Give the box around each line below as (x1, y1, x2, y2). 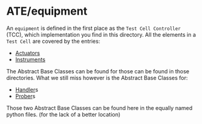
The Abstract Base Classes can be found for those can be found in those (6, 67, 190, 75)
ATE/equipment (6, 4, 87, 18)
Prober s (15, 92, 35, 100)
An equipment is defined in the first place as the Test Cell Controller (6, 24, 181, 32)
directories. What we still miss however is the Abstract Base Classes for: (6, 74, 188, 81)
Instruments (15, 56, 46, 63)
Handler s (15, 86, 38, 93)
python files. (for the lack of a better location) (6, 111, 121, 118)
